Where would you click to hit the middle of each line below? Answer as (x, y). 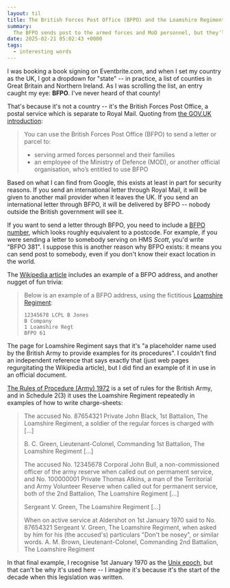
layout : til (24, 13)
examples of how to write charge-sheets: (65, 402)
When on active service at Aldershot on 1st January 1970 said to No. (120, 520)
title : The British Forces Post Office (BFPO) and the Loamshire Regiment (116, 20)
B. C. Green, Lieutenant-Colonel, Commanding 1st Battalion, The (114, 443)
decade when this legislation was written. (66, 577)
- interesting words (42, 52)
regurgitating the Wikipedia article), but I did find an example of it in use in (111, 367)
